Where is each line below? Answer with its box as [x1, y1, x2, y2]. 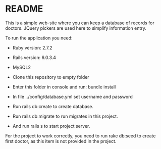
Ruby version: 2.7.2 [12, 44, 52, 51]
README [5, 3, 43, 15]
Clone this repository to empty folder [12, 74, 89, 80]
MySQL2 [12, 64, 31, 70]
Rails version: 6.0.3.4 [12, 54, 57, 61]
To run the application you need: [5, 35, 73, 41]
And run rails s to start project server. [12, 123, 90, 129]
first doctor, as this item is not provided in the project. [5, 138, 117, 144]
